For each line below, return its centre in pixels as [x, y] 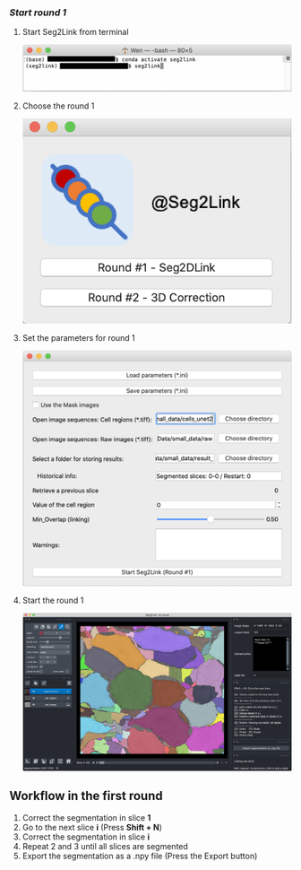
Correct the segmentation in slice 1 [86, 817]
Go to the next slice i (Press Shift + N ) [92, 827]
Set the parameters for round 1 [79, 338]
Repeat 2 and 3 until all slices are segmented [105, 846]
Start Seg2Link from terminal [75, 32]
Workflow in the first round [86, 796]
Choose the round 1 [58, 106]
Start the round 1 [53, 600]
